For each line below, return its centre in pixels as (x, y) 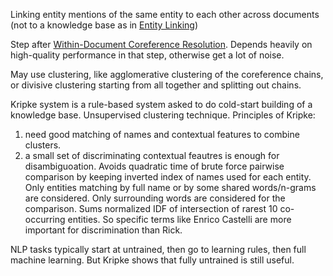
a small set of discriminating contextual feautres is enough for (152, 155)
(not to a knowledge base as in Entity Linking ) (104, 25)
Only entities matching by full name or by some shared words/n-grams (170, 187)
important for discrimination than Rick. (103, 230)
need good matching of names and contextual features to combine (162, 134)
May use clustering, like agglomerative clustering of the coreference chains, (167, 74)
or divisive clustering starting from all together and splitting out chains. (156, 85)
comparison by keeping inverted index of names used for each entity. (168, 177)
